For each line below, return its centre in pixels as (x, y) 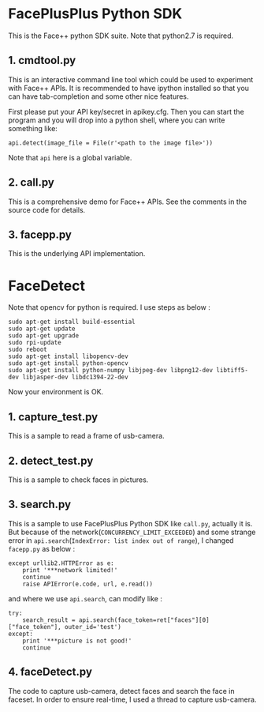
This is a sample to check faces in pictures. (78, 480)
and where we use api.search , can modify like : (86, 598)
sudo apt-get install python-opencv (68, 364)
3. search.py (40, 505)
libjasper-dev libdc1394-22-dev (75, 377)
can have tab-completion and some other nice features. (99, 96)
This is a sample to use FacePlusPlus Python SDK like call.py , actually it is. (130, 523)
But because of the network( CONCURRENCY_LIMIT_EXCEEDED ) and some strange (132, 532)
